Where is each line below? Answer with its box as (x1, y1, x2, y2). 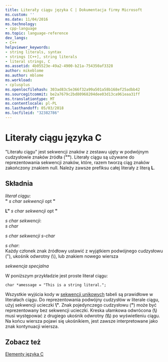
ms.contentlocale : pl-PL (5, 101, 57, 106)
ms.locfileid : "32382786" (5, 110, 59, 116)
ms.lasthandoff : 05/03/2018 (5, 106, 64, 111)
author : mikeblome (5, 68, 44, 74)
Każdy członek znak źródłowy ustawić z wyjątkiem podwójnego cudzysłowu (5, 248, 163, 254)
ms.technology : (5, 21, 37, 27)
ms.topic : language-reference (5, 31, 69, 36)
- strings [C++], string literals (5, 54, 78, 59)
